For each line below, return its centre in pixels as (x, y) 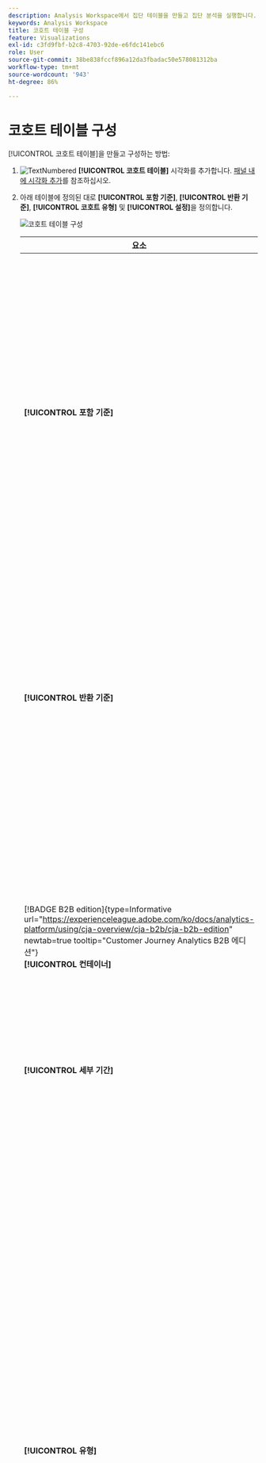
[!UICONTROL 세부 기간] (68, 1071)
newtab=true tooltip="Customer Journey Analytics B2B (126, 941)
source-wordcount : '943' (49, 74)
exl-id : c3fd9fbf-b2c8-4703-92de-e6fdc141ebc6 (86, 45)
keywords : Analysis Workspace (58, 23)
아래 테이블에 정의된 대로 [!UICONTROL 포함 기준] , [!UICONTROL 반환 (130, 197)
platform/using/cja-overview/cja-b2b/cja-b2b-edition (126, 930)
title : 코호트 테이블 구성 (46, 30)
